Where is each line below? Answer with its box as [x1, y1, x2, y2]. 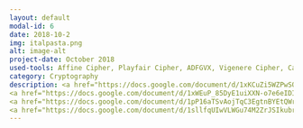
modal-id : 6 [9, 22, 54, 31]
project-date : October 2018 [9, 55, 115, 64]
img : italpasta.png [9, 38, 83, 48]
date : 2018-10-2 [9, 30, 70, 39]
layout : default [9, 13, 70, 23]
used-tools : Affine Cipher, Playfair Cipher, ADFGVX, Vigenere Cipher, [9, 64, 284, 73]
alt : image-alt [9, 47, 67, 56]
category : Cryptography [9, 72, 99, 81]
